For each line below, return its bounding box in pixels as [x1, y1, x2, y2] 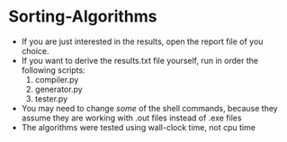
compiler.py [34, 74, 79, 84]
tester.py [34, 93, 68, 104]
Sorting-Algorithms [8, 6, 158, 27]
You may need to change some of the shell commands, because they [21, 102, 278, 113]
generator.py [34, 84, 83, 94]
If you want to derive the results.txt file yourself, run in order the [21, 55, 258, 66]
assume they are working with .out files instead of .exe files [21, 112, 242, 123]
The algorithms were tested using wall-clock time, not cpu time [21, 121, 256, 132]
